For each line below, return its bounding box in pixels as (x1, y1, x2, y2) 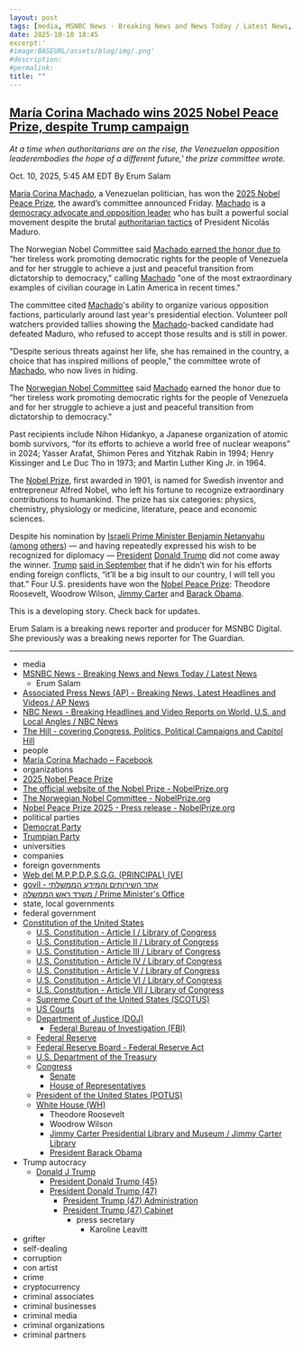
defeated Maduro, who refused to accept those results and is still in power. (9, 328, 288, 339)
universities (22, 840, 66, 851)
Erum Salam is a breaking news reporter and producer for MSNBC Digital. (9, 623, 282, 634)
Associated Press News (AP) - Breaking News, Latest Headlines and (22, 687, 277, 698)
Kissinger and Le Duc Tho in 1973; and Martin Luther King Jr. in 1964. (9, 457, 266, 468)
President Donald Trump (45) (49, 1176, 158, 1187)
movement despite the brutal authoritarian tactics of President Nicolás (9, 216, 271, 227)
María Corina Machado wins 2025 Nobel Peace (9, 106, 280, 121)
